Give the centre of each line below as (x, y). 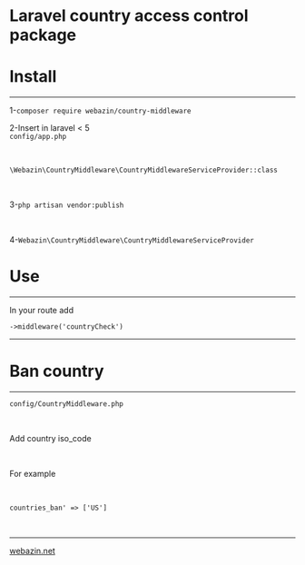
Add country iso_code (51, 438)
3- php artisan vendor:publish (67, 204)
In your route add (42, 311)
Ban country (57, 371)
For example (33, 474)
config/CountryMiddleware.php (67, 404)
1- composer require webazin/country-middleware (100, 111)
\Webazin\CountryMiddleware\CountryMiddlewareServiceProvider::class (144, 170)
